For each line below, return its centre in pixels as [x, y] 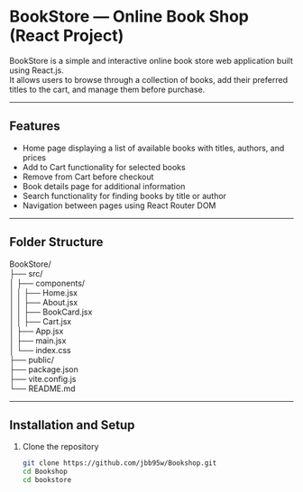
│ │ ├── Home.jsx [44, 292]
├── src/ [26, 273]
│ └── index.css [40, 350]
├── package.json [44, 369]
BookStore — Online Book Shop [129, 17]
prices [34, 157]
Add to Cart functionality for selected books [104, 167]
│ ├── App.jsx [37, 331]
